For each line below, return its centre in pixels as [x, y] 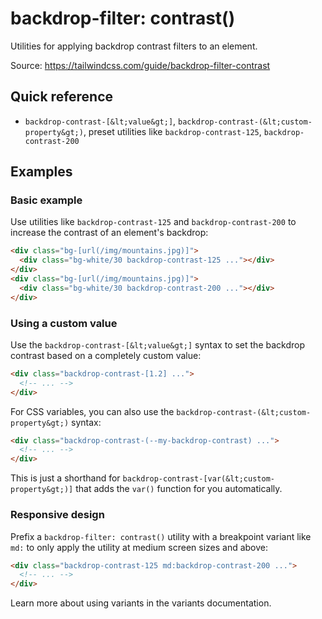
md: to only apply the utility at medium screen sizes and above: [139, 547]
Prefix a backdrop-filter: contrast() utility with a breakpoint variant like [161, 536]
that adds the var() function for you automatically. [179, 489]
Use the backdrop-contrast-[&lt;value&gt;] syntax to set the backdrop [157, 344]
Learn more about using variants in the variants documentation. [141, 603]
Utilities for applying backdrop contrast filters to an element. [134, 46]
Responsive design [57, 515]
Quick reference [62, 97]
